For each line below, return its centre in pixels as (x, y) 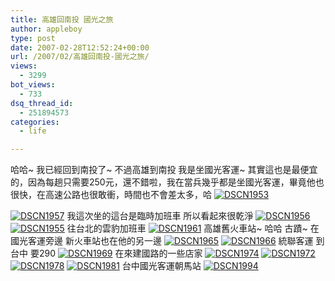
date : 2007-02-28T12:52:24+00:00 (80, 47)
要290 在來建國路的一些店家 (116, 253)
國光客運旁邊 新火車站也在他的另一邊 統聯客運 (162, 241)
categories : (35, 122)
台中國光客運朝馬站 (161, 266)
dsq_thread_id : (42, 103)
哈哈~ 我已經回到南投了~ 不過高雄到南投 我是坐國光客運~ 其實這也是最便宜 (164, 170)
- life (33, 131)
